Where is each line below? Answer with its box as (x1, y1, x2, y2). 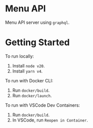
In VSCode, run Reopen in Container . (12, 117, 88, 123)
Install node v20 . (12, 63, 45, 68)
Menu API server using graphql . (5, 19, 70, 25)
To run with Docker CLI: (5, 77, 53, 83)
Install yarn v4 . (12, 68, 43, 74)
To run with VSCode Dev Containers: (5, 102, 80, 108)
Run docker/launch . (12, 92, 52, 98)
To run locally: (5, 53, 34, 59)
